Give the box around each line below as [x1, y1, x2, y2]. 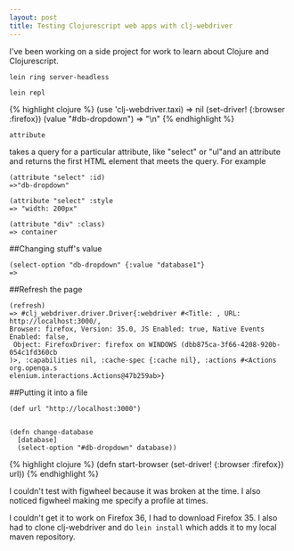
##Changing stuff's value [9, 243, 102, 254]
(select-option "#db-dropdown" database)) [17, 443, 177, 452]
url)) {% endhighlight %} [9, 468, 100, 479]
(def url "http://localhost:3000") [9, 404, 142, 413]
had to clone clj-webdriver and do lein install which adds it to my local [9, 522, 277, 532]
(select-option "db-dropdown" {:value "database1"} [9, 260, 205, 269]
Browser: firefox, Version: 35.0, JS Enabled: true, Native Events [9, 325, 265, 333]
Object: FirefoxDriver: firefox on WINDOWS [12, 340, 177, 349]
